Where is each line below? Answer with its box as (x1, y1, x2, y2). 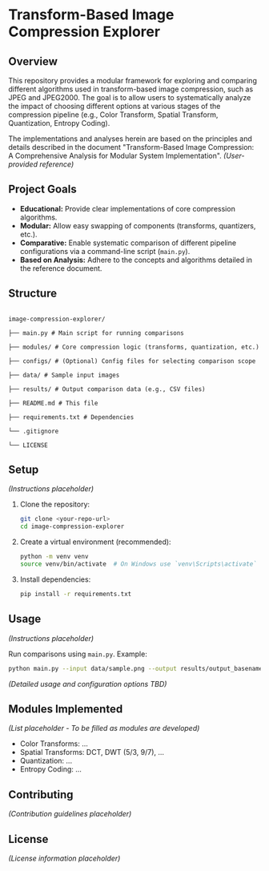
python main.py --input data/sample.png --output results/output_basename (8, 664, 263, 672)
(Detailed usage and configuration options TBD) (8, 679, 167, 688)
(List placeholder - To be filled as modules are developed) (8, 724, 200, 733)
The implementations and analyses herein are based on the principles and (8, 134, 252, 143)
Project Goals (8, 183, 78, 196)
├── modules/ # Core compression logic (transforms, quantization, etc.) (8, 343, 260, 351)
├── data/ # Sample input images (8, 371, 120, 379)
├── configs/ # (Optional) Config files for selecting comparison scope (8, 357, 256, 365)
